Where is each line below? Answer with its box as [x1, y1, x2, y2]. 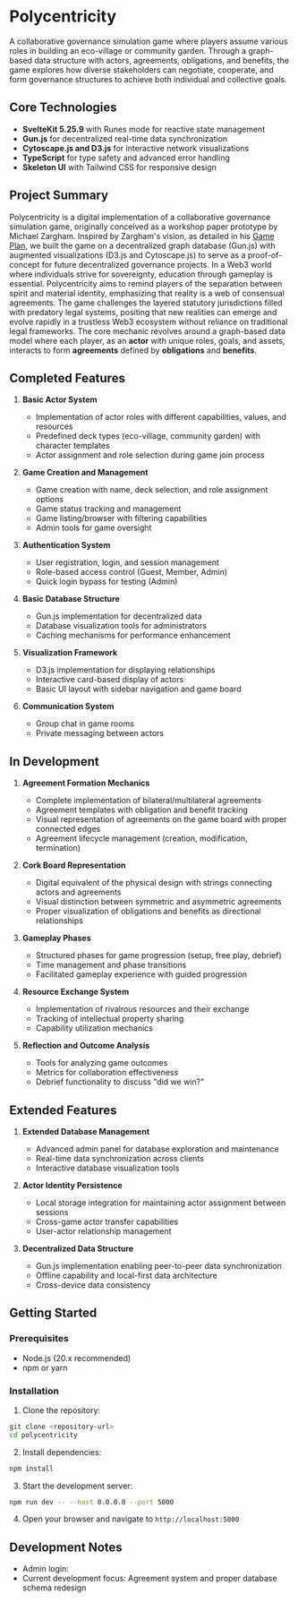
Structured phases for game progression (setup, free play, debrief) [35, 950, 282, 961]
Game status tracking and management [35, 503, 182, 514]
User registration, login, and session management [35, 557, 219, 568]
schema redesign [21, 1582, 87, 1593]
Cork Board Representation [21, 860, 127, 870]
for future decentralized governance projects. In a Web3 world [41, 259, 272, 270]
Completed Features [9, 370, 125, 386]
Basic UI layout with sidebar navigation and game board [35, 683, 242, 695]
